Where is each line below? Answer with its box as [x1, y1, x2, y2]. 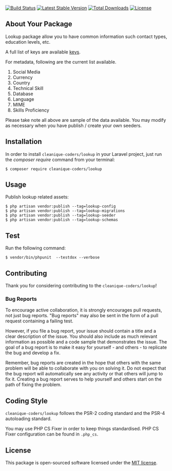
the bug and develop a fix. [5, 350, 61, 356]
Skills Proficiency [12, 107, 50, 113]
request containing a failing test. [5, 318, 73, 324]
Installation [5, 137, 42, 146]
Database [12, 90, 33, 97]
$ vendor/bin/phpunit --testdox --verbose [5, 255, 100, 260]
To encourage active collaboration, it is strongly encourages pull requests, [5, 307, 162, 313]
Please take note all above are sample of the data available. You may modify [5, 117, 166, 123]
